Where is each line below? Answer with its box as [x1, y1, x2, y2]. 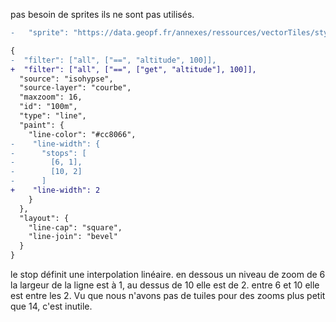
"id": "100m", [19, 102, 78, 112]
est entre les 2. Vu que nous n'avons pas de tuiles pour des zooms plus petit [10, 290, 326, 301]
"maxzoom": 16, [19, 92, 83, 103]
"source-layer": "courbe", [19, 83, 132, 93]
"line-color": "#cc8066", [28, 129, 137, 139]
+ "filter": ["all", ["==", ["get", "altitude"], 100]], [10, 64, 257, 74]
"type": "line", [19, 111, 87, 121]
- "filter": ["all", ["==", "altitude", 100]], [10, 55, 217, 65]
